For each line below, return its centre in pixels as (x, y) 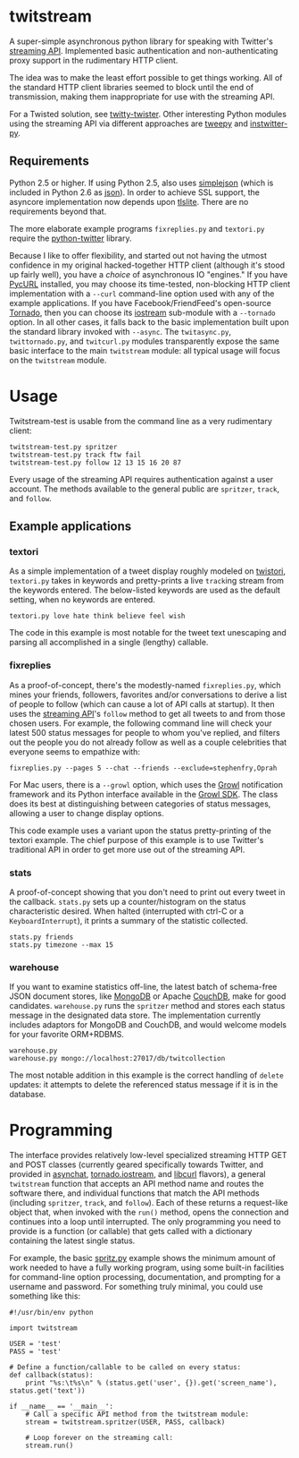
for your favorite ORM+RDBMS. (67, 1035)
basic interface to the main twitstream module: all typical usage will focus (145, 350)
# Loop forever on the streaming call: (100, 1438)
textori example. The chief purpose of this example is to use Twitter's (137, 840)
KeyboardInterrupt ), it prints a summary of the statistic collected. (129, 920)
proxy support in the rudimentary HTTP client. (94, 60)
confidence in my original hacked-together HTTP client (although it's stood (147, 265)
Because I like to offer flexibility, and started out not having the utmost (138, 255)
